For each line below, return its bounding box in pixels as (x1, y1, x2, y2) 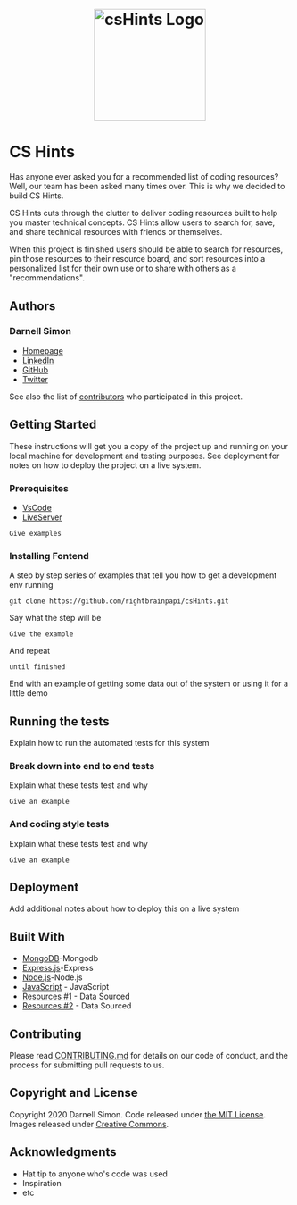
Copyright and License (9, 1085, 138, 1100)
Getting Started (9, 417, 97, 432)
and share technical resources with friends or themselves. (9, 227, 223, 238)
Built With (9, 929, 65, 944)
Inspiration (21, 1177, 62, 1188)
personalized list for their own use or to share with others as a (9, 263, 236, 274)
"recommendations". (9, 272, 85, 283)
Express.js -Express (21, 963, 94, 974)
